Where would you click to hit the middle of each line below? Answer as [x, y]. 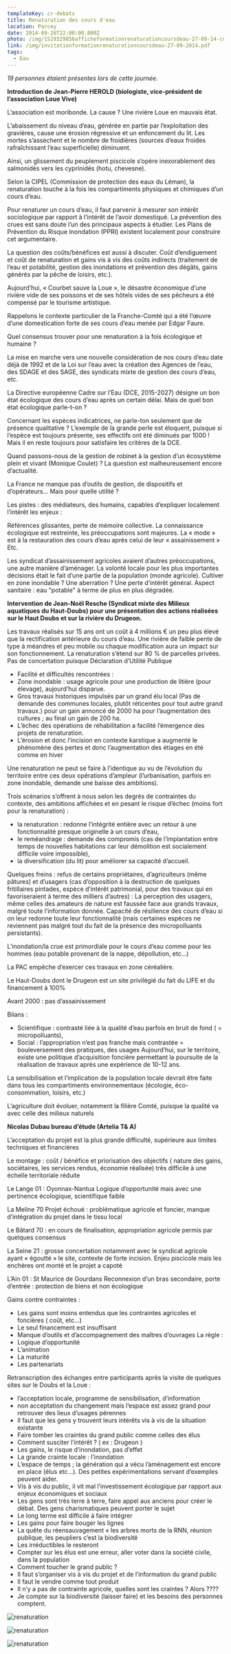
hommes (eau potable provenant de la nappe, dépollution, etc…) [98, 954]
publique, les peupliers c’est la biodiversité [77, 1537]
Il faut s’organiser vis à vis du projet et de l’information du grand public [117, 1574]
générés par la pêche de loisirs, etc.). [60, 274]
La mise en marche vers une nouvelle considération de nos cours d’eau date [115, 357]
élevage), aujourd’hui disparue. [61, 689]
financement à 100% [36, 987]
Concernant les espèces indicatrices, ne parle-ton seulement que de [104, 420]
